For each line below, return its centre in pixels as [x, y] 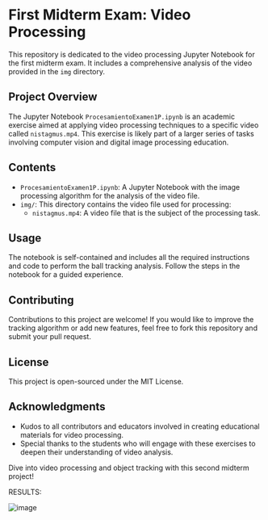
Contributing [41, 300]
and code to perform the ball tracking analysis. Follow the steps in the [124, 266]
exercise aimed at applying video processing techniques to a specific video [134, 125]
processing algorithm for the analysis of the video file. [110, 195]
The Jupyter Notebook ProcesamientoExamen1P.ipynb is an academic [122, 116]
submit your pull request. [50, 337]
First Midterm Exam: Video [100, 15]
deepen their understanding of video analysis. [96, 452]
